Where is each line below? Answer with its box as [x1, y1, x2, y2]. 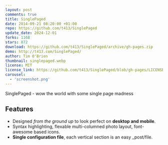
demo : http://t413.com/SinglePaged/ [5, 49, 81, 54]
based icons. [33, 129, 60, 135]
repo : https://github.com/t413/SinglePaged [5, 26, 97, 31]
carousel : [5, 72, 26, 77]
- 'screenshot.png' [9, 77, 50, 82]
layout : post [5, 7, 32, 12]
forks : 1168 [5, 35, 30, 40]
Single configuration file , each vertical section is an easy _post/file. [12, 134, 153, 140]
